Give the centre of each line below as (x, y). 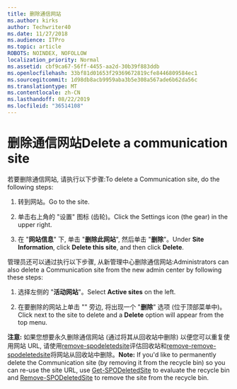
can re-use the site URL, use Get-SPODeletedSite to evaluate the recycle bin (118, 370)
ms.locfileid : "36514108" (45, 106)
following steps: (30, 187)
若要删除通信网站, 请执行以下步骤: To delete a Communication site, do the (114, 179)
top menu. (33, 322)
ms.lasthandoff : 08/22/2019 (49, 100)
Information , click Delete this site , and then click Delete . (100, 247)
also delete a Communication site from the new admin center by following (115, 269)
